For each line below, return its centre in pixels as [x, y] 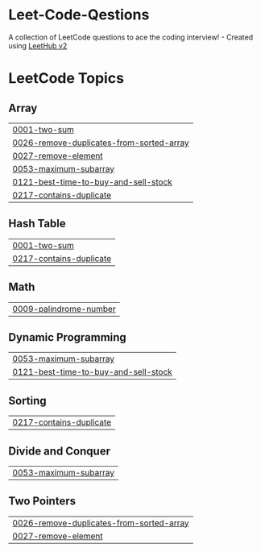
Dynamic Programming [67, 337]
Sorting [27, 401]
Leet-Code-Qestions [79, 15]
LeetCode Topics [66, 79]
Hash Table [37, 224]
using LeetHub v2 [38, 45]
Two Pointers [42, 501]
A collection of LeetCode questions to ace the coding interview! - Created [131, 37]
